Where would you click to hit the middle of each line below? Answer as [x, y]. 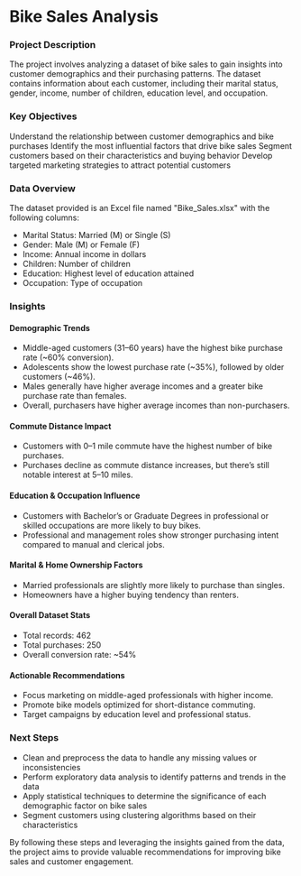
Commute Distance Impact [60, 426]
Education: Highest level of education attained [108, 273]
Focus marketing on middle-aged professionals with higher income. [148, 696]
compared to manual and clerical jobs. [93, 544]
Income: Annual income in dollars [84, 254]
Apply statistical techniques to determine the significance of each [144, 796]
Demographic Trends [50, 327]
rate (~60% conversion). [68, 357]
